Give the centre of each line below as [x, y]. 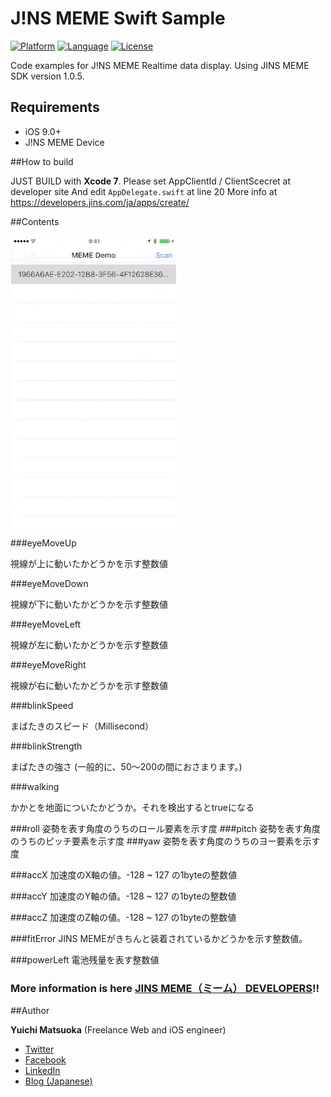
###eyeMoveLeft [46, 624]
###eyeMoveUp [43, 543]
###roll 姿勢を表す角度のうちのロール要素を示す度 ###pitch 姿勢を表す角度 [165, 828]
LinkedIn [42, 1071]
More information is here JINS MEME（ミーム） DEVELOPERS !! [165, 988]
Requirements [55, 107]
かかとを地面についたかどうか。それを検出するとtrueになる [132, 807]
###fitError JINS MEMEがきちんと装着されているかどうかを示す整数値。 [159, 938]
